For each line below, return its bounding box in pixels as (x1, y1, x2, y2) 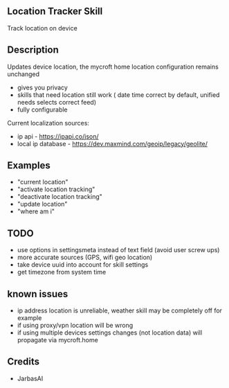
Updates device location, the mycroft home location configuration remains (7, 62, 219, 71)
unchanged (7, 69, 40, 78)
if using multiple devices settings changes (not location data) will (17, 328, 203, 337)
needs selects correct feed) (17, 98, 97, 106)
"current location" (17, 178, 68, 186)
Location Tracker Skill (7, 6, 103, 17)
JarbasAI (17, 374, 44, 382)
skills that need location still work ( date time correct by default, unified (17, 90, 220, 99)
